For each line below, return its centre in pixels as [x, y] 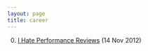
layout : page [26, 14]
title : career [28, 20]
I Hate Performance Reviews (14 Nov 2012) [79, 40]
